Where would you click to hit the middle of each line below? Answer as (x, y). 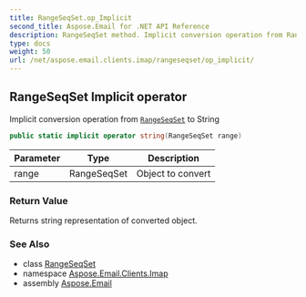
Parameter (37, 158)
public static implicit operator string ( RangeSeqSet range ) (126, 136)
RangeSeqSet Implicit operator (98, 97)
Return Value (39, 200)
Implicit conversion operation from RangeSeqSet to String (115, 118)
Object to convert (173, 173)
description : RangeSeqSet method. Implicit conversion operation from (146, 35)
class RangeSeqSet (59, 264)
